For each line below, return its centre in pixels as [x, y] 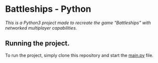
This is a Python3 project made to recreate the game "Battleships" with [78, 23]
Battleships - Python [48, 9]
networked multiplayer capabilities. [41, 28]
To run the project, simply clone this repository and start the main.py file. [79, 55]
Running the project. [37, 44]
